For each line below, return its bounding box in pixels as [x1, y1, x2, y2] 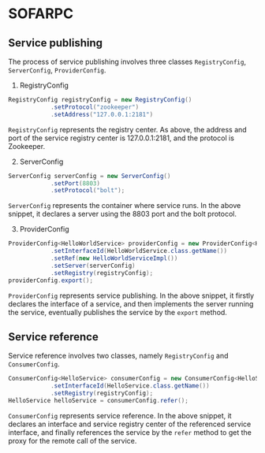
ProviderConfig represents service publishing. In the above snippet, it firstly [8, 291, 255, 300]
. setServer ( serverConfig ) [50, 262, 136, 269]
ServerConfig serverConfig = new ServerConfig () [8, 172, 171, 180]
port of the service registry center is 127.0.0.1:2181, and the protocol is [8, 133, 235, 143]
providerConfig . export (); [8, 277, 93, 284]
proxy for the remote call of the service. [8, 436, 137, 445]
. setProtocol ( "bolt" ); [50, 187, 125, 195]
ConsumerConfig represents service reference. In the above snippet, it [8, 410, 232, 420]
